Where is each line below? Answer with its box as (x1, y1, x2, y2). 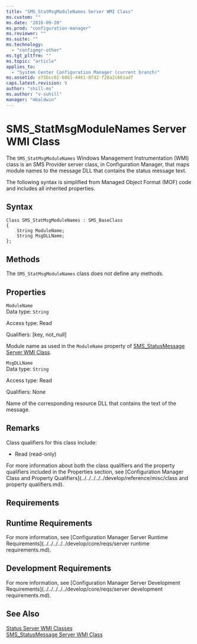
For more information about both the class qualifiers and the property (6, 462, 175, 469)
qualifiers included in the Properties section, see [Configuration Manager (6, 468, 184, 475)
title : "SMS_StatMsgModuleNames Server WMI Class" (6, 8, 134, 15)
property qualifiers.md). (6, 481, 64, 488)
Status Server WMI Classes (6, 624, 73, 632)
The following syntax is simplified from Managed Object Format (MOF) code (6, 178, 192, 185)
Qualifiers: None (6, 388, 46, 395)
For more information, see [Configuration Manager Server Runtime (6, 534, 169, 541)
